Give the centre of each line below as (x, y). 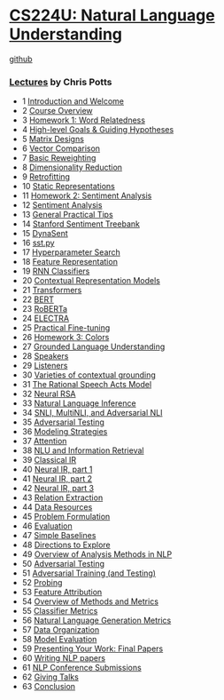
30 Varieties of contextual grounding (89, 375)
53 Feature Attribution (62, 593)
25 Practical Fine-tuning (66, 328)
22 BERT (38, 299)
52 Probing (42, 583)
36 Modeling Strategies (65, 432)
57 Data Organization (61, 630)
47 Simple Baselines (59, 536)
